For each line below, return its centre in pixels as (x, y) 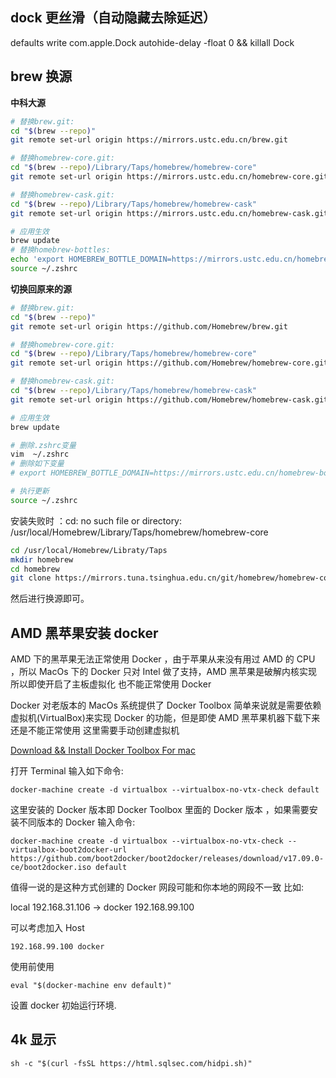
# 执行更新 (30, 491)
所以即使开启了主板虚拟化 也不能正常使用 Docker (111, 684)
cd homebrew (35, 569)
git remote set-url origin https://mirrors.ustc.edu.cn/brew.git (149, 140)
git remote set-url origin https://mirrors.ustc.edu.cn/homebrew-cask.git (169, 213)
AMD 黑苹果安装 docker (84, 633)
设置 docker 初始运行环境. (63, 1005)
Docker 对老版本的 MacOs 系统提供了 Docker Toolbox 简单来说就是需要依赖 (166, 705)
